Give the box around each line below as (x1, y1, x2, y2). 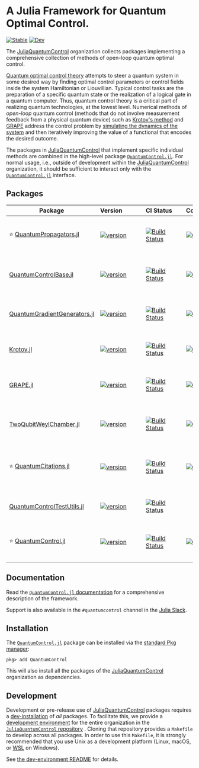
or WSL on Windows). (6, 744, 60, 751)
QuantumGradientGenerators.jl (9, 309, 95, 318)
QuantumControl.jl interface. (6, 171, 76, 178)
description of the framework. (6, 594, 79, 602)
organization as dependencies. (6, 674, 82, 681)
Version (99, 206, 123, 215)
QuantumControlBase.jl (9, 270, 74, 279)
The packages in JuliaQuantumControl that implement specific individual (6, 146, 184, 153)
